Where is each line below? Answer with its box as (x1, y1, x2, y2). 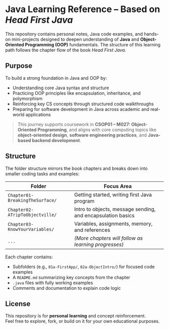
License (5, 299, 31, 308)
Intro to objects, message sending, (74, 206, 156, 213)
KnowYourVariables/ (8, 226, 54, 232)
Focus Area (104, 182, 132, 189)
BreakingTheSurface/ (8, 198, 57, 203)
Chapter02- (8, 207, 34, 213)
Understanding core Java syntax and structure (12, 85, 110, 91)
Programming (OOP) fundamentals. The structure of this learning (25, 41, 161, 47)
